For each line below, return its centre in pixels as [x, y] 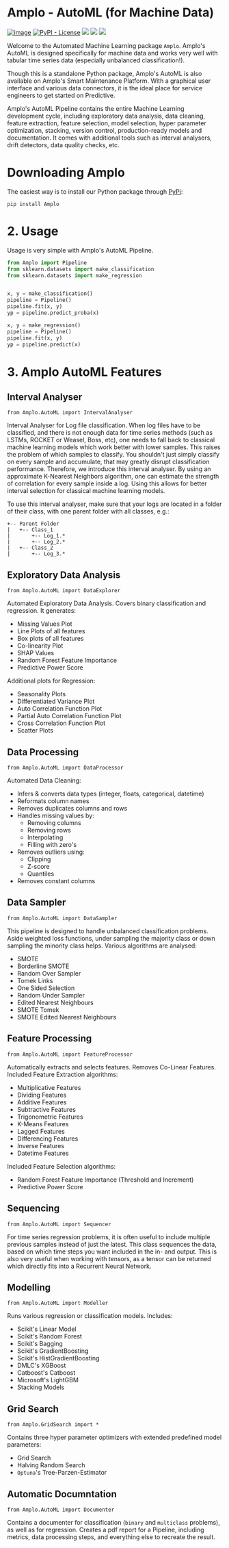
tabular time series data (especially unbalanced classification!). [96, 60]
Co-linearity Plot [40, 646]
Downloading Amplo [66, 173]
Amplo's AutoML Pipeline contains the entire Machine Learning [96, 108]
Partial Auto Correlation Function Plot [69, 716]
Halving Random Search [51, 1465]
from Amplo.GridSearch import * [53, 1425]
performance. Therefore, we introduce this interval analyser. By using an [109, 469]
